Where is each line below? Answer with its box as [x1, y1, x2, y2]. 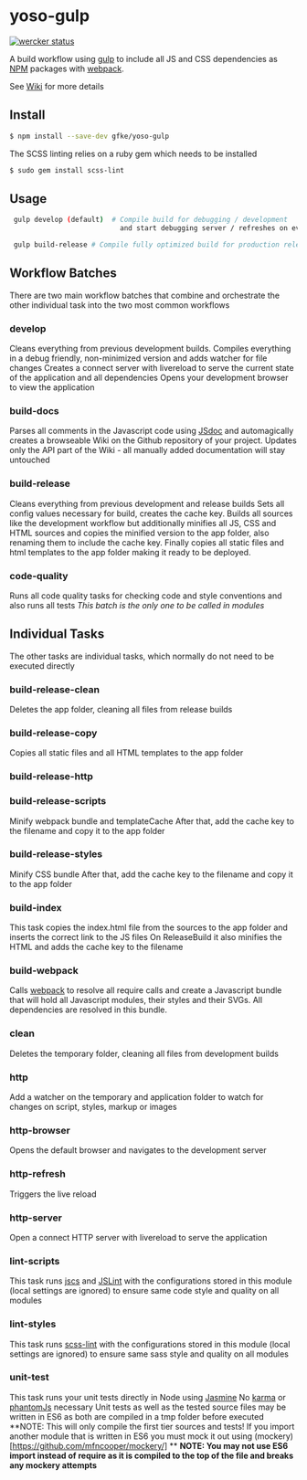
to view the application [9, 382, 95, 393]
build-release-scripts [9, 795, 107, 808]
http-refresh [9, 1168, 66, 1180]
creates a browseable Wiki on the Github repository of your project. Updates [9, 435, 297, 446]
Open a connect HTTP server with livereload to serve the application [9, 1232, 268, 1242]
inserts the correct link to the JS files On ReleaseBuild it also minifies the [9, 932, 282, 943]
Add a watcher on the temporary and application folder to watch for [9, 1092, 264, 1103]
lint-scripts [9, 1254, 60, 1267]
